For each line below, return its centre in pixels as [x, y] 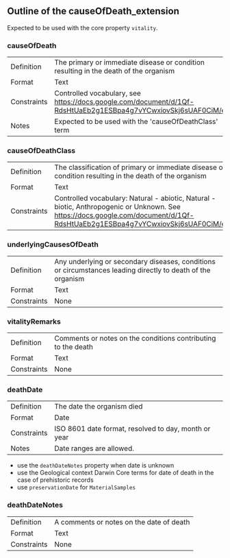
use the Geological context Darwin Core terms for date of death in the [115, 473]
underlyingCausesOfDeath [53, 245]
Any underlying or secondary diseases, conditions [135, 261]
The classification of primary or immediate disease [136, 167]
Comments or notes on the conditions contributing [135, 338]
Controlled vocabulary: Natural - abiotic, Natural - [135, 198]
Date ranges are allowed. [94, 448]
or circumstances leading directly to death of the [132, 270]
